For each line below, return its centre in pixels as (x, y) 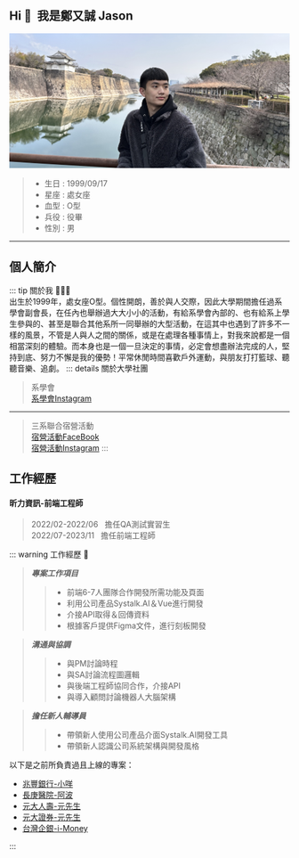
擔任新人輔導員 (58, 716)
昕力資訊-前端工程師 (46, 503)
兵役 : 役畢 (63, 217)
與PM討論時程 (92, 664)
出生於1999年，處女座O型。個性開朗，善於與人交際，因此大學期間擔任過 (142, 301)
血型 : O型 (63, 205)
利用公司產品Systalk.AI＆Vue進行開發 (135, 603)
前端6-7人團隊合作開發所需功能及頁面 (135, 592)
